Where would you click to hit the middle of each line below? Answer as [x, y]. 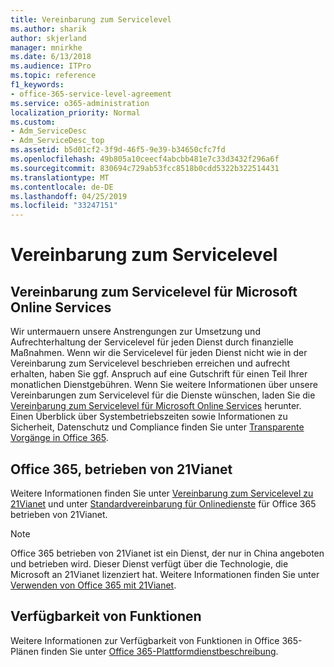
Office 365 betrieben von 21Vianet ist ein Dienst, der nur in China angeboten [167, 553]
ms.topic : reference [53, 76]
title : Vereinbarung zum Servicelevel [91, 19]
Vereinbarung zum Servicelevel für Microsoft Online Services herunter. [156, 406]
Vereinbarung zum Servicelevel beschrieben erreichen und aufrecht [150, 363]
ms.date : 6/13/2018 [51, 57]
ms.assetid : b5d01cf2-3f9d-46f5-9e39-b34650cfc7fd [118, 150]
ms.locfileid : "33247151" [64, 206]
